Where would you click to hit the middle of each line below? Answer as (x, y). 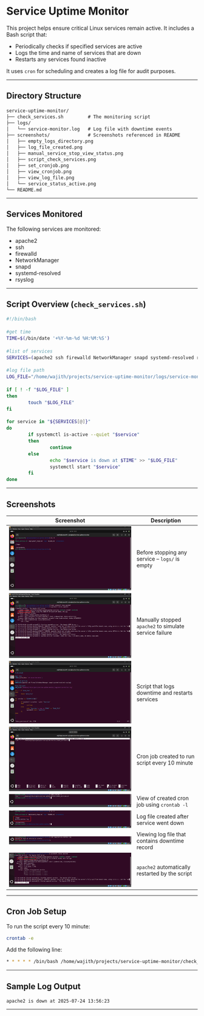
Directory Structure (44, 96)
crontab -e (20, 938)
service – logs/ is (158, 559)
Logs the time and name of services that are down (78, 52)
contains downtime (160, 841)
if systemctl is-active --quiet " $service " (84, 435)
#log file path (25, 370)
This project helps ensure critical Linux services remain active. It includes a (100, 28)
